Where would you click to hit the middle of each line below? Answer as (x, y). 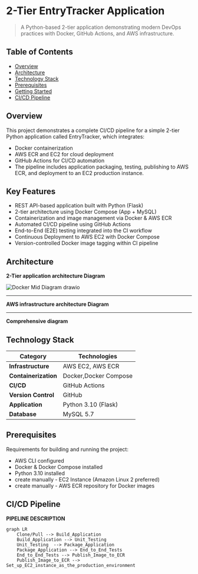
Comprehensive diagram (37, 321)
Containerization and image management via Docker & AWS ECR (93, 218)
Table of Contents (40, 52)
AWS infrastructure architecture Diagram (57, 304)
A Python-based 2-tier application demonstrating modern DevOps (101, 27)
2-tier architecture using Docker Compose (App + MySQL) (86, 212)
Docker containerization (44, 148)
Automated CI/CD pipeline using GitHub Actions (73, 225)
